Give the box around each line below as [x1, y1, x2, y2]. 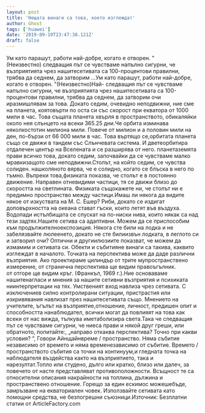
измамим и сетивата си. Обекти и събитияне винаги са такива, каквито [6, 244, 195, 250]
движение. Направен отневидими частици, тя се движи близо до [6, 179, 177, 185]
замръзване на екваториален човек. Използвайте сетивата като [6, 387, 176, 394]
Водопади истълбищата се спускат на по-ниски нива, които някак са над [6, 211, 199, 218]
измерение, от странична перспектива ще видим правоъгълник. [6, 263, 176, 270]
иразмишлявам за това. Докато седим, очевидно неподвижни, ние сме [6, 100, 195, 107]
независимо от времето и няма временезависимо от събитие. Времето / [6, 341, 199, 349]
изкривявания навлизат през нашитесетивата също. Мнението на [6, 296, 179, 303]
